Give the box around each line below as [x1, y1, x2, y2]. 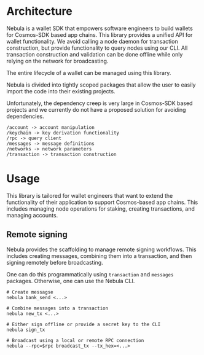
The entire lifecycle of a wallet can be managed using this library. [6, 69, 171, 76]
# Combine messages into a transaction [6, 305, 109, 311]
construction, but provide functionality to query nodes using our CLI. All [6, 44, 188, 52]
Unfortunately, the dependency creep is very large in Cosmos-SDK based [6, 99, 193, 107]
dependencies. [6, 112, 44, 120]
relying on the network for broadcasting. [6, 57, 109, 64]
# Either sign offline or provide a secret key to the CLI [6, 321, 161, 327]
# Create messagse [6, 289, 53, 295]
